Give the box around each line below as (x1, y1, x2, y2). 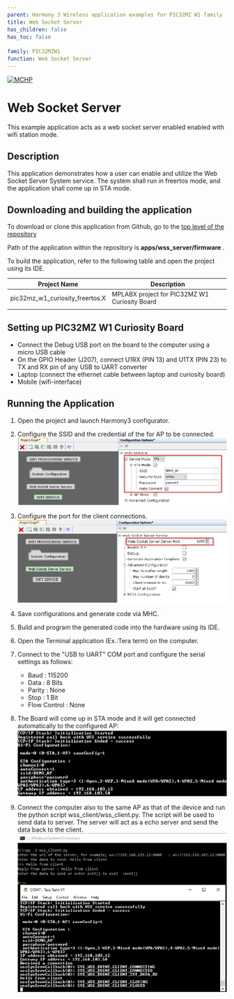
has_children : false (7, 26, 68, 33)
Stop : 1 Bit (27, 693, 58, 702)
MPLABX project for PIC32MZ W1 (111, 290, 210, 299)
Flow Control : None (27, 701, 86, 709)
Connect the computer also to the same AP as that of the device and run (17, 803, 225, 811)
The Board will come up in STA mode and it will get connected (17, 714, 196, 723)
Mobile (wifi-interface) (17, 377, 82, 386)
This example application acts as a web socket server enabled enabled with (7, 123, 224, 131)
